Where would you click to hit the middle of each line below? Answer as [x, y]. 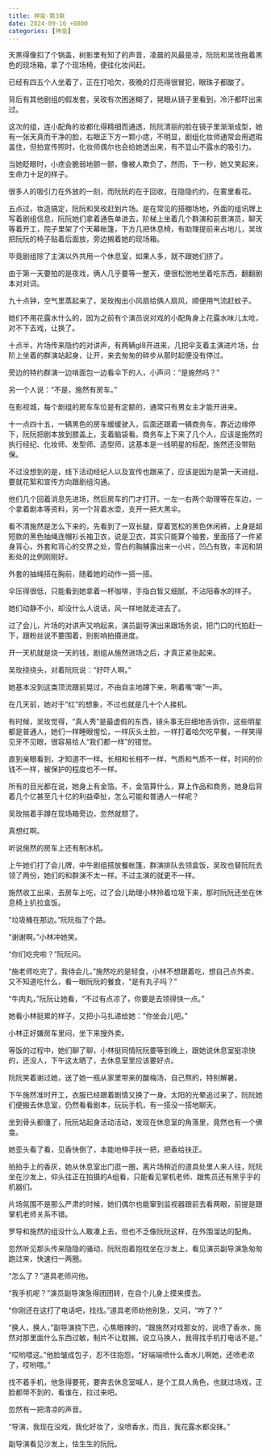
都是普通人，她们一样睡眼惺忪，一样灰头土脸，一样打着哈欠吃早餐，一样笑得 [135, 732]
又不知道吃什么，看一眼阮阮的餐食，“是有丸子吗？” [93, 982]
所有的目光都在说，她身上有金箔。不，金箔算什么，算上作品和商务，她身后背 [135, 787]
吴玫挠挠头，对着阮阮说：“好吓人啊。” [70, 670]
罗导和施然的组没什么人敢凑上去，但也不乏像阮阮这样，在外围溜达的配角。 [132, 1232]
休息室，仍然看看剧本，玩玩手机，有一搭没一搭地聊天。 [128, 1105]
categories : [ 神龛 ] [40, 31]
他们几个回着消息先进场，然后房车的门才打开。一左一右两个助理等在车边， [132, 499]
